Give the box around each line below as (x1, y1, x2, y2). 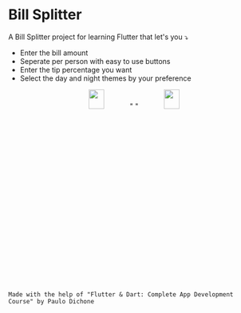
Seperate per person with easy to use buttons (19, 56, 171, 65)
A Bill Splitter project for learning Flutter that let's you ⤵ (8, 32, 189, 42)
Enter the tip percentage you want (19, 65, 132, 74)
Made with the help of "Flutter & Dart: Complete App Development (8, 290, 234, 299)
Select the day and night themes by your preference (19, 73, 192, 83)
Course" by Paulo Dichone (8, 297, 94, 305)
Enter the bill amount (19, 48, 89, 57)
